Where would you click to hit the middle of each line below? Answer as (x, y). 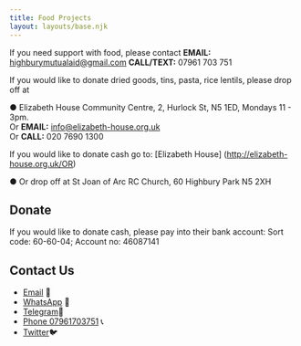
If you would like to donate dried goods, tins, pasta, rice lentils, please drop (150, 79)
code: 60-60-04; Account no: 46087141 (84, 242)
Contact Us (42, 270)
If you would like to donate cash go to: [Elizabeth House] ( (118, 154)
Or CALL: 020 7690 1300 (57, 136)
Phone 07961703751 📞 (63, 321)
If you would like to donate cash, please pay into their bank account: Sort (147, 232)
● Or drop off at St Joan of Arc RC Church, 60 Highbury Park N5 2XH (140, 181)
